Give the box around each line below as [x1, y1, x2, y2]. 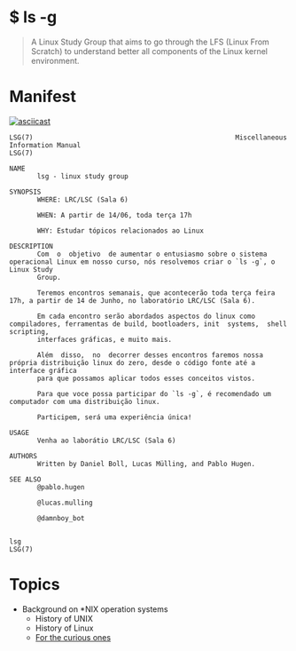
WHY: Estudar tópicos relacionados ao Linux [36, 226, 204, 235]
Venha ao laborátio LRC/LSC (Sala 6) [36, 436, 176, 445]
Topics [9, 575, 60, 595]
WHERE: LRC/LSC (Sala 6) [36, 195, 129, 204]
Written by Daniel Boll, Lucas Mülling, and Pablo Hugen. [36, 459, 255, 468]
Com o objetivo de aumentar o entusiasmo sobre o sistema [36, 250, 268, 258]
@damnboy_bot [36, 513, 86, 522]
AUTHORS [9, 451, 38, 460]
